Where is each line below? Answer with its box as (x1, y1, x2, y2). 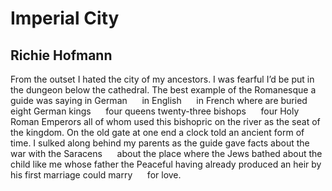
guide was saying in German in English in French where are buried (10, 95, 308, 106)
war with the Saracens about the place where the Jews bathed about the (10, 148, 323, 159)
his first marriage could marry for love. (10, 169, 182, 181)
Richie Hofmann (10, 47, 113, 64)
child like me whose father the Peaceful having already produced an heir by (10, 158, 322, 170)
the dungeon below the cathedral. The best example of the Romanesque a (10, 84, 317, 96)
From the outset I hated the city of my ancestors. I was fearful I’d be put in (10, 73, 315, 85)
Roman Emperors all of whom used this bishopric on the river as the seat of (10, 116, 321, 127)
